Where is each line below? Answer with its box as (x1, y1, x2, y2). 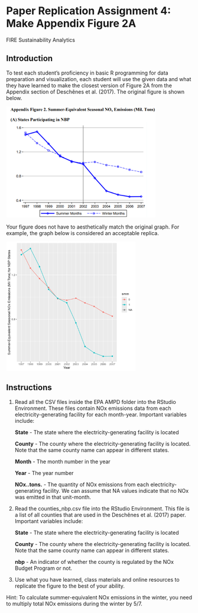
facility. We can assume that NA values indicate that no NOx (42, 487, 189, 494)
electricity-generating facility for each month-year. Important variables (14, 410, 187, 418)
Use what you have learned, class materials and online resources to (14, 576, 180, 583)
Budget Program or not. (14, 564, 73, 572)
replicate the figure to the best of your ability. (14, 582, 125, 589)
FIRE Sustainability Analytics (6, 36, 76, 43)
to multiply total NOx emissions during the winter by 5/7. (6, 600, 143, 607)
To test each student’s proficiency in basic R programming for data (6, 69, 168, 76)
